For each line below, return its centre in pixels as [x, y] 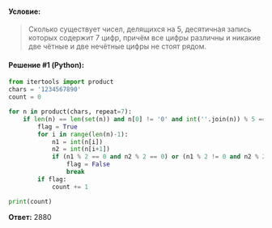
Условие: [25, 11]
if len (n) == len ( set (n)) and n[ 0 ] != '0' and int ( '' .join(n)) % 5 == [144, 119]
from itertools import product [61, 82]
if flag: [52, 179]
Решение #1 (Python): [47, 65]
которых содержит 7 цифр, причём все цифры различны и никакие [144, 38]
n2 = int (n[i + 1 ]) [81, 150]
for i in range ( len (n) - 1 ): [83, 134]
